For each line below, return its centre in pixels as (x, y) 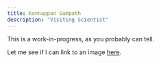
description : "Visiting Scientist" (58, 20)
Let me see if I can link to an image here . (64, 52)
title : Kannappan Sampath (44, 13)
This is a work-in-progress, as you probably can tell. (81, 39)
